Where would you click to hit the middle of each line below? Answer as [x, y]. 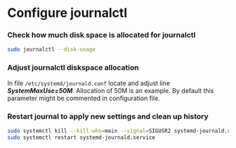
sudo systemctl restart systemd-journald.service [81, 137]
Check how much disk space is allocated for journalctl [101, 35]
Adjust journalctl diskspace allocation [73, 68]
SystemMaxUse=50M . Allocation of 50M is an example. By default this [111, 90]
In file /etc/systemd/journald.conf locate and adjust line [89, 83]
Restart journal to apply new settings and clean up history [108, 116]
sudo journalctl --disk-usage [52, 50]
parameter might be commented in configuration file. [84, 98]
